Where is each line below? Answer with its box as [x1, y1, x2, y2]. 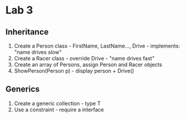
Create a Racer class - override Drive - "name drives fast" [14, 55, 155, 62]
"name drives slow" [14, 49, 62, 56]
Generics [5, 84, 40, 94]
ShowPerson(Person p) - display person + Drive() [14, 67, 135, 74]
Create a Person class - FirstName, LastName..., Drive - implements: [14, 42, 180, 49]
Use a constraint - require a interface [14, 106, 104, 113]
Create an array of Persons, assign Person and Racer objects [14, 61, 162, 68]
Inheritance [5, 27, 49, 37]
